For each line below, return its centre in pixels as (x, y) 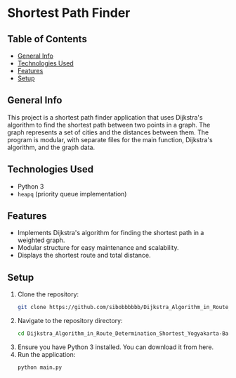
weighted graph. (41, 240)
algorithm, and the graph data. (51, 147)
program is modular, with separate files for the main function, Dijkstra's (110, 139)
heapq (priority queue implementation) (72, 194)
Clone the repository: (48, 294)
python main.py (40, 367)
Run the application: (46, 354)
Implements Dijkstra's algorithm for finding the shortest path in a (111, 233)
